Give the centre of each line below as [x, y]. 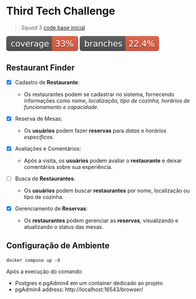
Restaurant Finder [40, 68]
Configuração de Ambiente [58, 246]
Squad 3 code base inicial [53, 28]
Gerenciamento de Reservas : [51, 209]
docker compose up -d [33, 260]
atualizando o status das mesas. [64, 227]
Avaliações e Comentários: [48, 149]
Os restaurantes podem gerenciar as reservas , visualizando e [101, 221]
